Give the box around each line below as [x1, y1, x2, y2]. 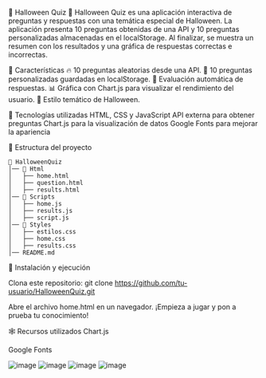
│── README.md [8, 249, 56, 257]
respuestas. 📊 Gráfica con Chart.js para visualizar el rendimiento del [8, 84, 234, 93]
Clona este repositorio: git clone [8, 278, 113, 287]
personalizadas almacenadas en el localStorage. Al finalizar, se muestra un [8, 33, 254, 42]
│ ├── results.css [8, 242, 77, 250]
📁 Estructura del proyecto [8, 143, 92, 152]
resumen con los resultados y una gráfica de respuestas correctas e [8, 41, 233, 51]
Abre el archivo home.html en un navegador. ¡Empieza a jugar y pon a [8, 302, 237, 311]
